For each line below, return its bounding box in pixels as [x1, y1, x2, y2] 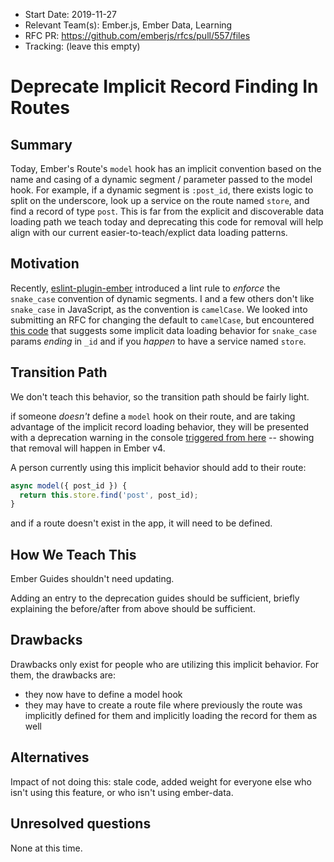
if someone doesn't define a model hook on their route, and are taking [10, 410, 296, 422]
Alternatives [10, 749, 90, 766]
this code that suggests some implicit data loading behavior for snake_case [10, 324, 318, 336]
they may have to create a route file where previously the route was [24, 699, 303, 711]
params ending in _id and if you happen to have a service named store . [10, 335, 307, 347]
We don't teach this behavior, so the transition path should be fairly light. [10, 390, 310, 403]
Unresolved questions [10, 815, 152, 833]
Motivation [10, 255, 80, 273]
